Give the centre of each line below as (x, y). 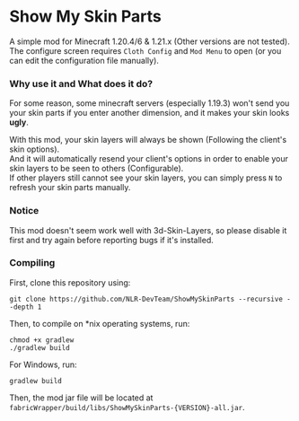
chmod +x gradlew (42, 340)
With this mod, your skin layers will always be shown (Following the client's (148, 140)
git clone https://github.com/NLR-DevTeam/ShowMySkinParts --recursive (146, 299)
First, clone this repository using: (70, 282)
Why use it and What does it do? (81, 83)
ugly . (19, 122)
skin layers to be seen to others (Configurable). (97, 169)
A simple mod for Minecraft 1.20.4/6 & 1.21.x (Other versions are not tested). (149, 41)
